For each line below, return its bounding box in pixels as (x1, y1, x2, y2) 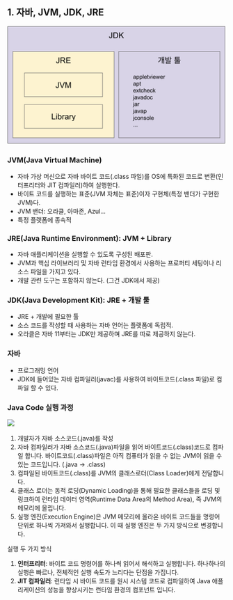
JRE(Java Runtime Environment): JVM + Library (7, 233, 172, 243)
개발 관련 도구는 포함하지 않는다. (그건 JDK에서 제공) (17, 276, 160, 285)
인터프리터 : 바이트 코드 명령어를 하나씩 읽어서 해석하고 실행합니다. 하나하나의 (17, 559, 226, 567)
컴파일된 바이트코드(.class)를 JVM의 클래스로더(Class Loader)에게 (17, 468, 200, 477)
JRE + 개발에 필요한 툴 (17, 313, 79, 321)
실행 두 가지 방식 (7, 544, 52, 553)
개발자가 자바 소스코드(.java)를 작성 (17, 434, 114, 442)
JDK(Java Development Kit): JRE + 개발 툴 (7, 295, 150, 305)
